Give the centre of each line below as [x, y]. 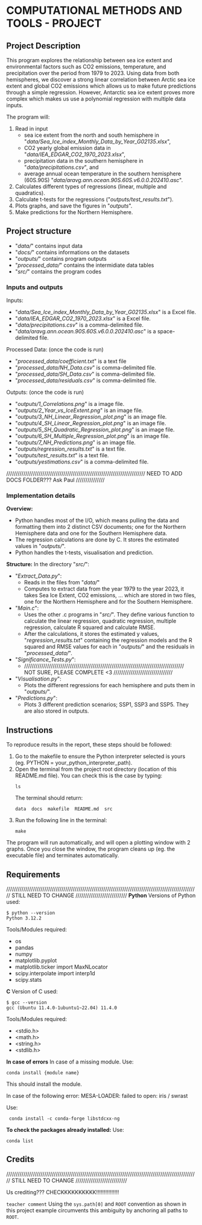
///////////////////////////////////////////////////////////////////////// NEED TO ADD [94, 474]
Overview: [20, 509]
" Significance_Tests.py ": [46, 659]
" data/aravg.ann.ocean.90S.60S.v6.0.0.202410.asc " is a [85, 332]
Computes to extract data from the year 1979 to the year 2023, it [104, 589]
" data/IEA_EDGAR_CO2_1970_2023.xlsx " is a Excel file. [83, 319]
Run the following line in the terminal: [61, 820]
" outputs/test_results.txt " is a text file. [62, 456]
